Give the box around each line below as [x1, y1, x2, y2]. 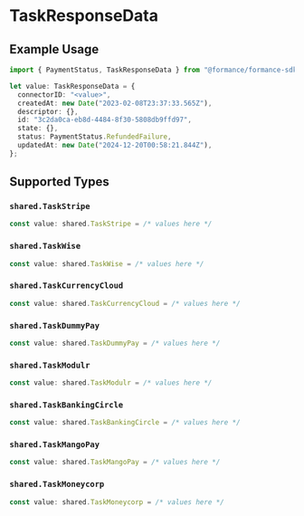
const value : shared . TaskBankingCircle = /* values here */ [9, 418, 242, 427]
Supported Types [9, 174, 110, 190]
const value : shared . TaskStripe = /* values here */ [9, 219, 213, 229]
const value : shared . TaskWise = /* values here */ [9, 259, 204, 268]
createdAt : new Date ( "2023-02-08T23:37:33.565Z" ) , [17, 99, 213, 108]
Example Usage [9, 42, 100, 57]
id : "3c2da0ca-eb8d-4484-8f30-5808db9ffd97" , [17, 115, 193, 125]
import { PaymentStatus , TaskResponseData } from [9, 65, 201, 74]
